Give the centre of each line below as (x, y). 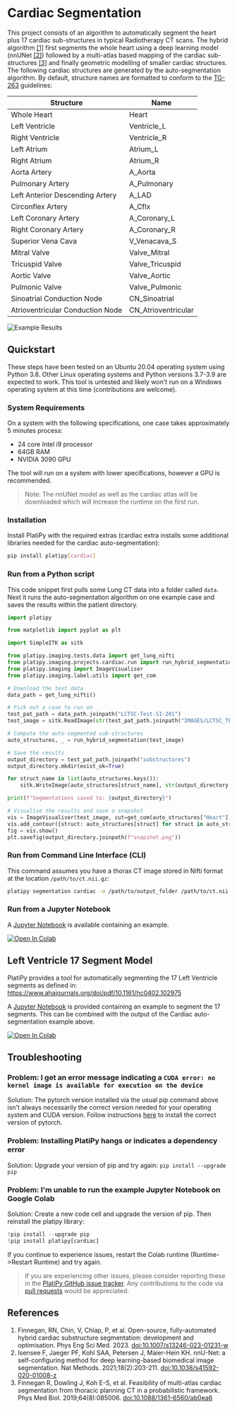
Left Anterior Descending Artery (64, 195)
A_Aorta (142, 172)
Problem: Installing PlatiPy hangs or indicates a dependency (113, 1141)
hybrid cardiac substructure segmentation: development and (105, 1338)
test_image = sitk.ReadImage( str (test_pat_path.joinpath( (94, 721)
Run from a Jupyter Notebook (59, 909)
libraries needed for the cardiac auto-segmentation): (84, 543)
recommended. (29, 481)
